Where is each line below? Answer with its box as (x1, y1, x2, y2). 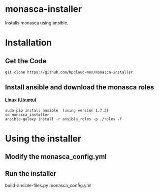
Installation (5, 37, 52, 48)
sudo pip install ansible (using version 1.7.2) (5, 108, 109, 113)
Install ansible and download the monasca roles (5, 83, 154, 92)
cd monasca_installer (5, 112, 50, 117)
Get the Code (5, 57, 47, 65)
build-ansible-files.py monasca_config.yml (5, 182, 92, 188)
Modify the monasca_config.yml (5, 153, 107, 161)
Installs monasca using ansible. (5, 20, 69, 26)
